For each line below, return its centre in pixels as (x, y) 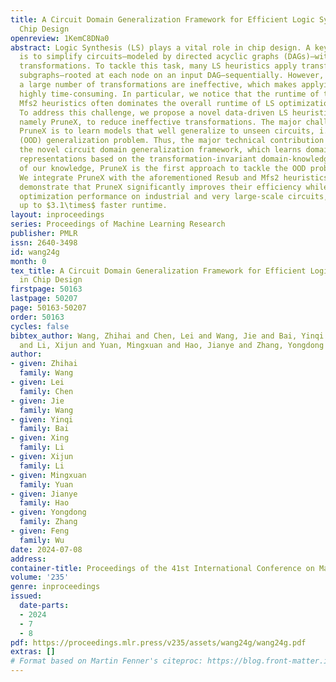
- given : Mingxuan (48, 475)
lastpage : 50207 (44, 299)
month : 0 (28, 261)
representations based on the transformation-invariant (138, 159)
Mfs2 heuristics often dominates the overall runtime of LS (147, 103)
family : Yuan (46, 484)
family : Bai (44, 429)
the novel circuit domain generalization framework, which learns (160, 150)
